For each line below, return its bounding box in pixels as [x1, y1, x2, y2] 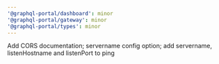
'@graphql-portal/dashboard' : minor [7, 10, 113, 17]
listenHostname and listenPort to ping [7, 49, 115, 57]
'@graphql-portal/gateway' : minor [7, 17, 108, 23]
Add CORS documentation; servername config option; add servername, [7, 42, 212, 50]
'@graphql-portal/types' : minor [7, 23, 101, 30]
